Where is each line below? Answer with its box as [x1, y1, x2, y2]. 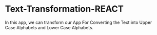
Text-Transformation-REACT [5, 3, 124, 15]
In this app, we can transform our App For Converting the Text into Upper [5, 19, 152, 25]
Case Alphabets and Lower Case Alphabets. [5, 24, 94, 30]
